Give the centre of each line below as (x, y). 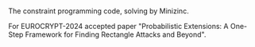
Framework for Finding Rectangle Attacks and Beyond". (116, 34)
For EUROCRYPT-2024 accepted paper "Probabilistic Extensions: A (118, 27)
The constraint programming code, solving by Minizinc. (99, 11)
